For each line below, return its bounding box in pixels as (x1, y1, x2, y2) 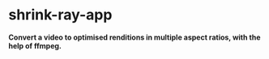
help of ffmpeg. (8, 40, 62, 50)
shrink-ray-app (8, 6, 113, 24)
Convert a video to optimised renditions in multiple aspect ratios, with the (8, 32, 261, 42)
